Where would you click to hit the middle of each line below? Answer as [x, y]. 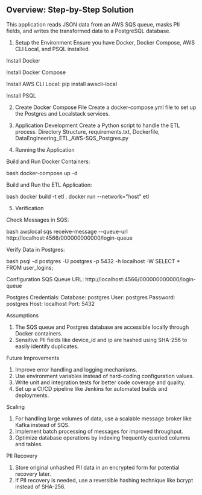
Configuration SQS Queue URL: [45, 279]
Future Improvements [33, 358]
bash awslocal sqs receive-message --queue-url [67, 231]
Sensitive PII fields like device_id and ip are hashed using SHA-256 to [101, 340]
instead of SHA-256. [40, 487]
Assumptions [23, 315]
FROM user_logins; [30, 267]
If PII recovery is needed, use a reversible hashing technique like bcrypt [104, 480]
